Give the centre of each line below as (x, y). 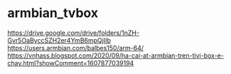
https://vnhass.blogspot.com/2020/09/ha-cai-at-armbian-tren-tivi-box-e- (116, 55)
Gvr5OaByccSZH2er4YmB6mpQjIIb (59, 40)
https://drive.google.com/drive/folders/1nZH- (74, 33)
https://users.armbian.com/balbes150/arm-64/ (76, 48)
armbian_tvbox (53, 13)
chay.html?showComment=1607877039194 (71, 63)
